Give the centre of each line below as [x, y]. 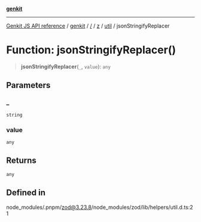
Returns [22, 161]
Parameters [28, 85]
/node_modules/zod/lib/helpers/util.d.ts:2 [142, 207]
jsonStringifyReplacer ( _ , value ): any [66, 66]
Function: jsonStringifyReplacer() [91, 50]
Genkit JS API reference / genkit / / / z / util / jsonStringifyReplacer [88, 26]
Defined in [26, 193]
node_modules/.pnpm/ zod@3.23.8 [49, 207]
